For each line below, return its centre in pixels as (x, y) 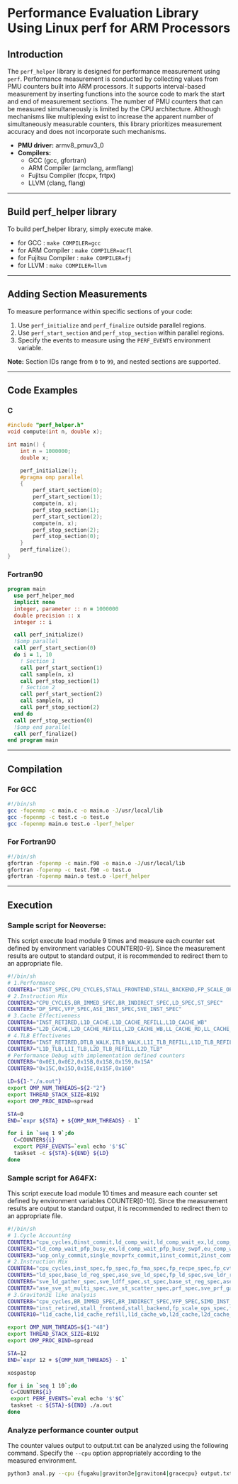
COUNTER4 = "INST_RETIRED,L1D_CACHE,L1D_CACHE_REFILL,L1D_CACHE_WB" (107, 1022)
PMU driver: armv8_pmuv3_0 (61, 145)
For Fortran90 (32, 842)
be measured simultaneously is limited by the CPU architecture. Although (114, 109)
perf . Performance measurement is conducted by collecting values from (113, 79)
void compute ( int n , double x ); (55, 432)
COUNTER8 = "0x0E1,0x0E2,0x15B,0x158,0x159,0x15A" (80, 1062)
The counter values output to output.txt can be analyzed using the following (118, 1446)
